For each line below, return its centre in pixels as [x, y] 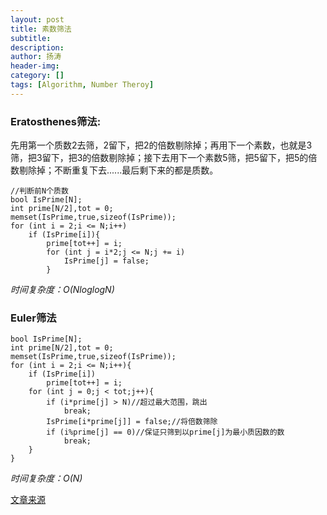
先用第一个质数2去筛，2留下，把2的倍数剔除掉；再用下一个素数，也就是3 [161, 145]
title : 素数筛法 [41, 29]
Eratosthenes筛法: [56, 121]
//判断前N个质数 [39, 191]
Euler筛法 [33, 318]
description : [37, 47]
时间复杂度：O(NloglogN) [62, 290]
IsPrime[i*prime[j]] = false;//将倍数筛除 [132, 422]
